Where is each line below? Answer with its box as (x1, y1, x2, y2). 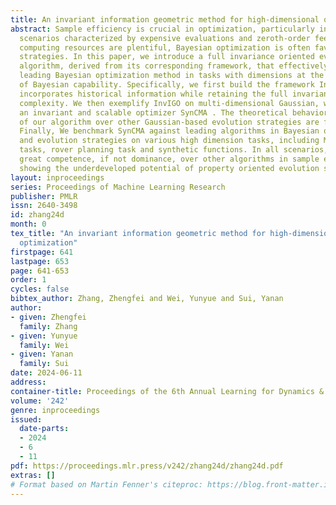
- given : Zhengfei (10, 312, 87, 322)
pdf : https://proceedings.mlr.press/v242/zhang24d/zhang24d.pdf (10, 461, 284, 471)
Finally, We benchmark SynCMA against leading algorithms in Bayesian (19, 126, 320, 136)
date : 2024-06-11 (10, 368, 83, 378)
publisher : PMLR (10, 191, 78, 201)
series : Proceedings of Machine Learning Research (10, 182, 226, 192)
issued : (10, 414, 43, 425)
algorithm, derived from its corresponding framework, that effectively (19, 61, 329, 71)
